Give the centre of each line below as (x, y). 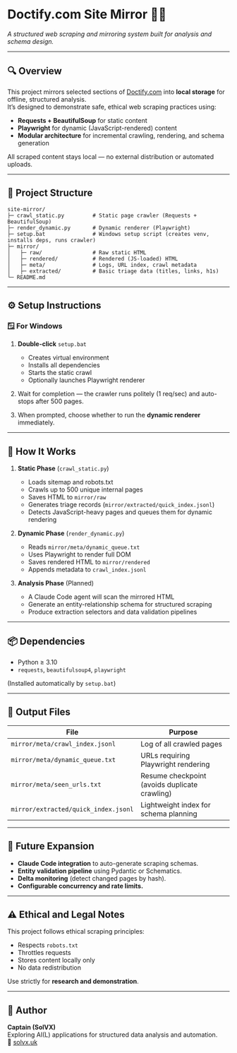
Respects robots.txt (48, 945)
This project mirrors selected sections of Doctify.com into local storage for (116, 92)
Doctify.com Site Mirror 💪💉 (87, 14)
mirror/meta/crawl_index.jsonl (63, 744)
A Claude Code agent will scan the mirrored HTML (101, 597)
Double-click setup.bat (52, 344)
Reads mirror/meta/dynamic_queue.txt (84, 547)
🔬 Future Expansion (51, 846)
